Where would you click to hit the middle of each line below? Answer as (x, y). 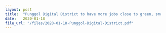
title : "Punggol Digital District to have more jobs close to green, (79, 14)
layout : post (19, 9)
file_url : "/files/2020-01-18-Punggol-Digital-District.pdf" (69, 23)
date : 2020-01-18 (25, 18)
